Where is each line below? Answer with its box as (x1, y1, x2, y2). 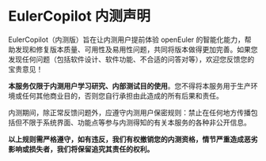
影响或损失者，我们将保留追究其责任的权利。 (8, 144, 154, 154)
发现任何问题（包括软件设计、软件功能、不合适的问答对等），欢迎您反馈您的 (8, 54, 255, 64)
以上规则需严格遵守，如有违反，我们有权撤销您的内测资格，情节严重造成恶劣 (8, 134, 258, 144)
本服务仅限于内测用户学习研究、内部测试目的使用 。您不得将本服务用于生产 (8, 80, 251, 91)
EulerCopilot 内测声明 (8, 7, 150, 25)
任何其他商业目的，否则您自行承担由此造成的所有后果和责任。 (21, 91, 223, 100)
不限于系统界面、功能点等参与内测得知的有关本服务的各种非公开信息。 (21, 118, 251, 127)
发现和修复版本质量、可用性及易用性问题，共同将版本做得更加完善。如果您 (14, 44, 258, 54)
